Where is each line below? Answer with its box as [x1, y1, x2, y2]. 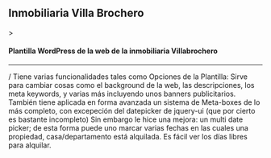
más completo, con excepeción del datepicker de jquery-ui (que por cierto [8, 106, 256, 116]
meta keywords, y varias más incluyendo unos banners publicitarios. [8, 89, 236, 99]
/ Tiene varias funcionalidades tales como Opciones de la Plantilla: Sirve [8, 72, 248, 81]
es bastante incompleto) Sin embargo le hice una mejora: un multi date [8, 114, 244, 124]
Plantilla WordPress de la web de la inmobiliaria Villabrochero [8, 46, 218, 56]
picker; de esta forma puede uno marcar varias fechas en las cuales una [8, 123, 248, 133]
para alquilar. [8, 140, 52, 150]
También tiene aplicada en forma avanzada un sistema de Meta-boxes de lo [8, 98, 261, 107]
